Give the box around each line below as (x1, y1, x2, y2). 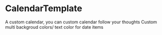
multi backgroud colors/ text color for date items (5, 24, 104, 30)
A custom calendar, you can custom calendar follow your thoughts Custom (5, 19, 157, 25)
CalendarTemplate (5, 3, 82, 14)
